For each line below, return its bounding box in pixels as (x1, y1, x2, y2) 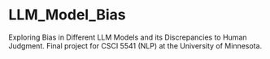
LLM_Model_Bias (8, 6, 126, 24)
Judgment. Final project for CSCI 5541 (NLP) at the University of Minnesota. (8, 40, 263, 50)
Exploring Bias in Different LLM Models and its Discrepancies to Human (8, 32, 247, 42)
